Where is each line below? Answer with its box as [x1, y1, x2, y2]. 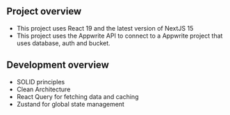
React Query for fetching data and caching [16, 92, 139, 100]
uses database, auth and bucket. [16, 38, 110, 47]
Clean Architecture [16, 85, 71, 93]
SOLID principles [16, 77, 65, 86]
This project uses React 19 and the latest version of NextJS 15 [16, 24, 194, 32]
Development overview [6, 59, 109, 71]
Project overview [6, 6, 82, 17]
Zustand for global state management [16, 100, 124, 108]
